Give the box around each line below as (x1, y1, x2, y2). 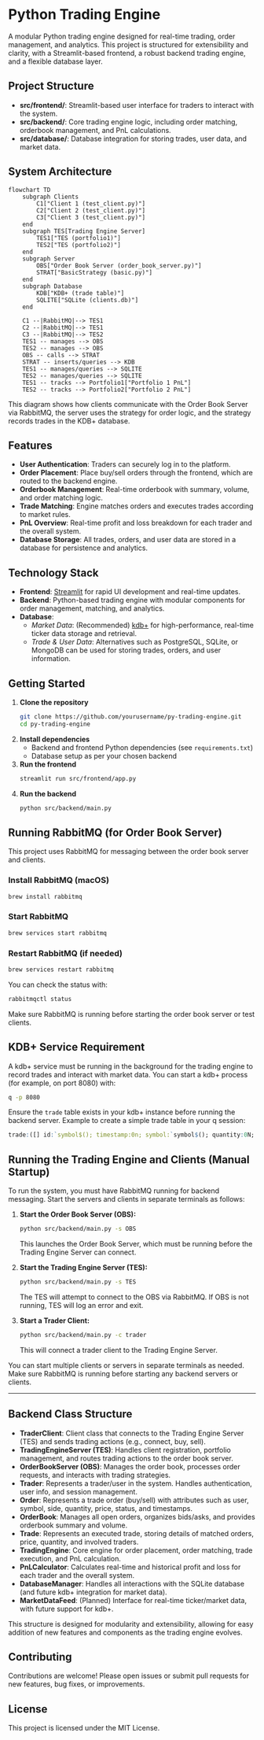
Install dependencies (19, 734, 90, 744)
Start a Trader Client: (19, 1316, 90, 1325)
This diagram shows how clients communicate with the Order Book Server (8, 399, 249, 408)
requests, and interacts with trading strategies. (19, 1470, 171, 1480)
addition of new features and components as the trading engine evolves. (8, 1627, 244, 1637)
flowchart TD (8, 186, 51, 194)
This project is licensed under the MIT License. (8, 1723, 160, 1733)
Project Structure (8, 79, 94, 93)
